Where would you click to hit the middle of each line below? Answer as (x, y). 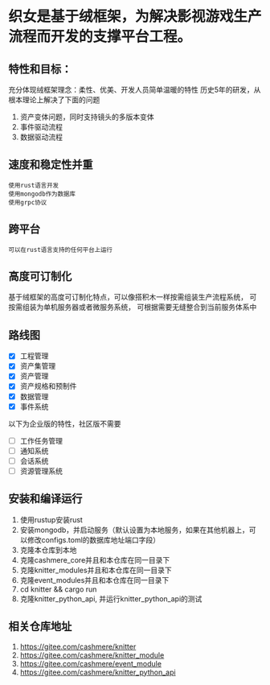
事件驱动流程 (41, 127)
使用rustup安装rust (51, 519)
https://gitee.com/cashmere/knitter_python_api (98, 672)
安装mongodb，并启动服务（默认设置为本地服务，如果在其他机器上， (134, 530)
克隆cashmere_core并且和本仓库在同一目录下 (95, 559)
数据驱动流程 (41, 137)
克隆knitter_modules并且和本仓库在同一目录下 (96, 570)
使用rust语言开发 (33, 185)
